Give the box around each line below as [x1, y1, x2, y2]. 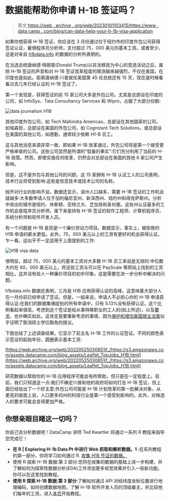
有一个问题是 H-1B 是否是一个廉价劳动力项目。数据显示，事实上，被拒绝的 [5, 225, 160, 231]
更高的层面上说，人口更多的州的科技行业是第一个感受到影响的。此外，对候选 [5, 392, 165, 398]
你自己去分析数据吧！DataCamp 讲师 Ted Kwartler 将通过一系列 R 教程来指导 [5, 429, 165, 435]
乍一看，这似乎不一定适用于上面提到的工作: [5, 237, 96, 243]
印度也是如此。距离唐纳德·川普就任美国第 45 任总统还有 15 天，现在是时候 [5, 74, 159, 80]
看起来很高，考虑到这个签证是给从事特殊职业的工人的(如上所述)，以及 [9, 307, 155, 313]
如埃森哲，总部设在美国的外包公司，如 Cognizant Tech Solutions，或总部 [5, 124, 158, 131]
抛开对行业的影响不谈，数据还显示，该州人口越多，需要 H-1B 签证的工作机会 [5, 188, 164, 195]
